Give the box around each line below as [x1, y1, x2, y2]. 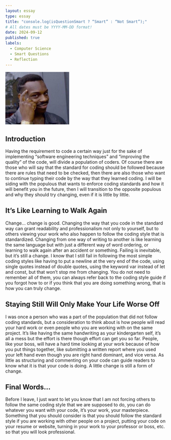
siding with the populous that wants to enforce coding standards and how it [5, 181, 164, 187]
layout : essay [5, 8, 36, 13]
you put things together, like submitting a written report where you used [5, 346, 156, 353]
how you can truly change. [5, 285, 61, 291]
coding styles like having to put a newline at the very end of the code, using [5, 258, 164, 264]
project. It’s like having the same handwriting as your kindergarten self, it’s [5, 330, 161, 336]
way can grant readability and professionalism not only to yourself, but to [5, 225, 159, 231]
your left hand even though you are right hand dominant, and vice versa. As [5, 351, 164, 358]
